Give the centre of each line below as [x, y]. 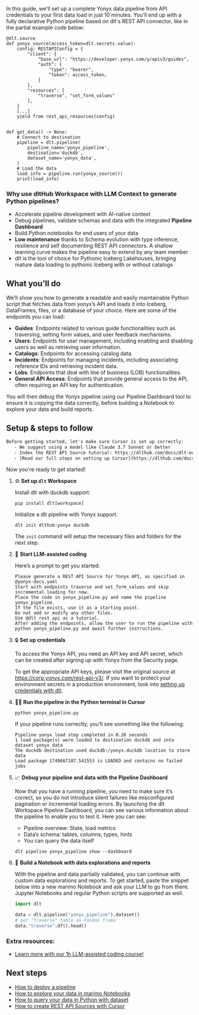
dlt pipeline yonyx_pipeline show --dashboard [73, 852]
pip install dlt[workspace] [49, 504]
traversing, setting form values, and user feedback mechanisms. [93, 335]
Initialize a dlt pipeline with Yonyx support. [66, 514]
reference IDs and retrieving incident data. [66, 366]
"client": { [42, 54]
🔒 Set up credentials [40, 640]
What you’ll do [33, 283]
